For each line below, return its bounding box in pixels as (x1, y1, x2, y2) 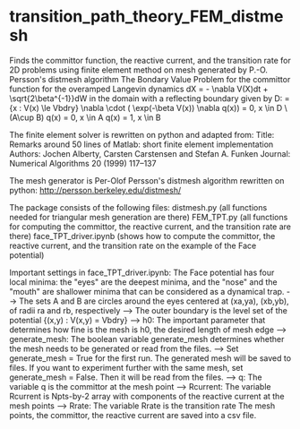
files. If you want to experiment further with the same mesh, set (9, 362, 244, 373)
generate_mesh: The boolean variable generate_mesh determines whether (9, 333, 285, 344)
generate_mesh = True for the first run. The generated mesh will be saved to (9, 352, 292, 364)
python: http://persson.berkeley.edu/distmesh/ (9, 184, 182, 195)
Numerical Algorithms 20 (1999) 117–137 (9, 158, 157, 168)
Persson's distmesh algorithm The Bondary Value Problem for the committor (9, 73, 291, 84)
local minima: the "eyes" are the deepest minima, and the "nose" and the (9, 276, 278, 287)
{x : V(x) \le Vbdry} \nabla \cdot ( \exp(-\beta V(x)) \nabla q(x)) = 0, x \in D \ (9, 102, 288, 113)
